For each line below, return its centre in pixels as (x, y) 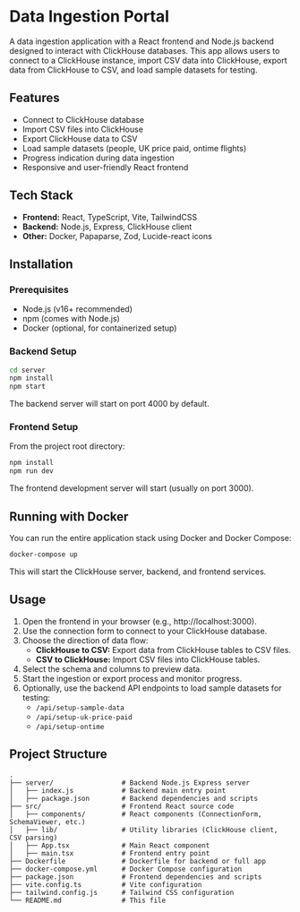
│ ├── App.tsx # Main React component (110, 845)
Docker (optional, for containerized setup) (99, 328)
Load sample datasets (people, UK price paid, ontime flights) (134, 148)
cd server (28, 370)
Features (34, 98)
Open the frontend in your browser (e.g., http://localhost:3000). (139, 621)
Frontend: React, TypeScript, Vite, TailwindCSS (110, 217)
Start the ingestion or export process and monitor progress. (132, 678)
